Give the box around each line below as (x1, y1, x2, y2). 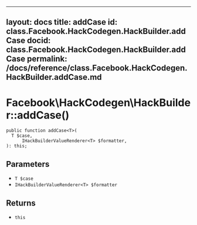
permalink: (26, 54, 67, 64)
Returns (6, 198, 36, 208)
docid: (26, 36, 51, 46)
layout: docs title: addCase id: (6, 17, 118, 27)
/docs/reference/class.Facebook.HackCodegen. (6, 63, 188, 73)
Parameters (6, 159, 50, 169)
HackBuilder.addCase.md (6, 72, 102, 82)
